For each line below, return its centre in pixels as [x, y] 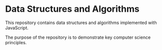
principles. [16, 42]
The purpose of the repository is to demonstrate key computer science [78, 37]
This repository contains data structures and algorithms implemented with [81, 23]
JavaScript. [17, 27]
